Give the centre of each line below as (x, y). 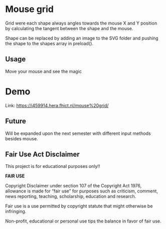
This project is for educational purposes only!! (53, 166)
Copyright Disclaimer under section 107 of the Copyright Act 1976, (73, 186)
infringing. (16, 211)
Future (16, 121)
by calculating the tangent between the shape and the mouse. (69, 28)
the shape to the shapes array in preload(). (49, 43)
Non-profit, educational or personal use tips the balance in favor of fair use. (83, 221)
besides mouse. (22, 138)
